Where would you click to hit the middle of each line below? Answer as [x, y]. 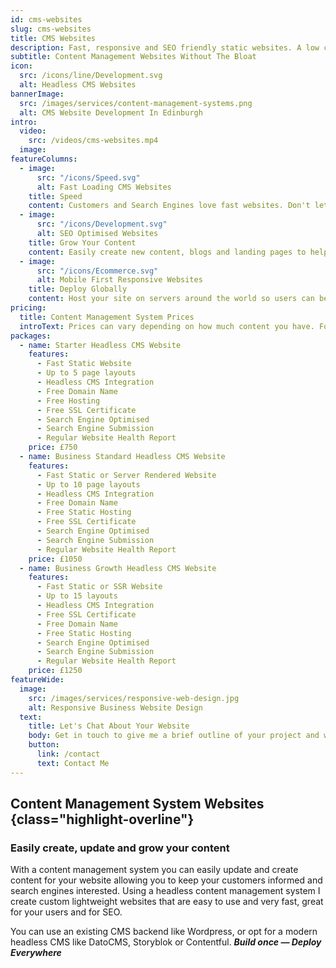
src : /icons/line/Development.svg [91, 76]
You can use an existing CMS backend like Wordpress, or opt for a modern [164, 932]
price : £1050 [55, 559]
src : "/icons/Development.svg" [102, 224]
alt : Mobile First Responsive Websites [119, 280]
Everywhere [36, 953]
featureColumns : [44, 159]
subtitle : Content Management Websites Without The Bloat [133, 57]
